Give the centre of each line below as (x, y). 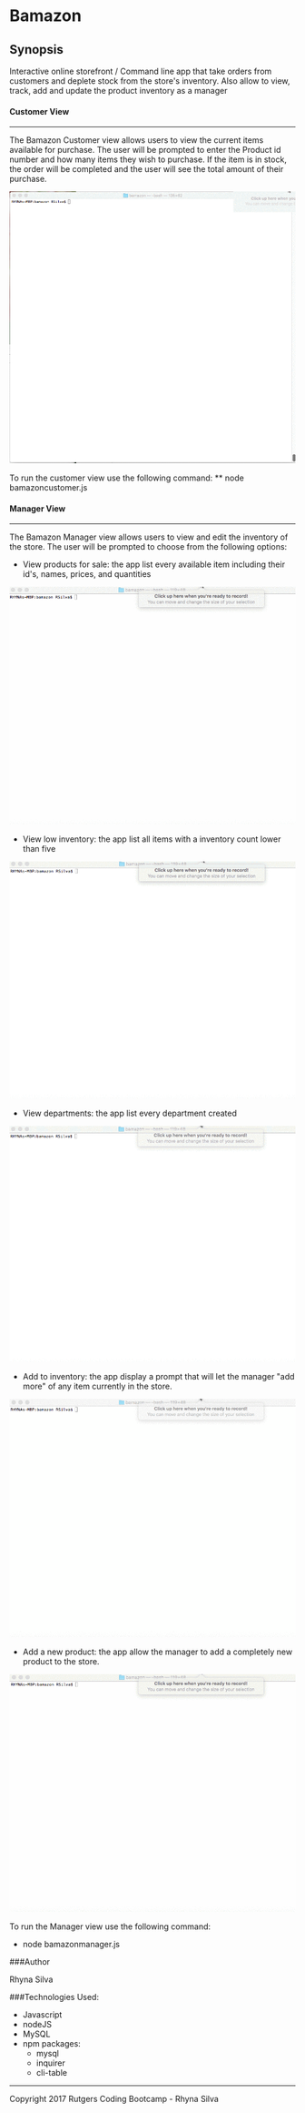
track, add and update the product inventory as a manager (118, 91)
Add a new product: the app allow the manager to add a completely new (157, 1652)
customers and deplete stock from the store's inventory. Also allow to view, (150, 81)
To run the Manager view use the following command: (110, 1926)
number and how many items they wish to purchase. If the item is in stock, (148, 159)
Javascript (42, 2014)
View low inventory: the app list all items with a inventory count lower (152, 839)
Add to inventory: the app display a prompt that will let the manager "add (158, 1376)
